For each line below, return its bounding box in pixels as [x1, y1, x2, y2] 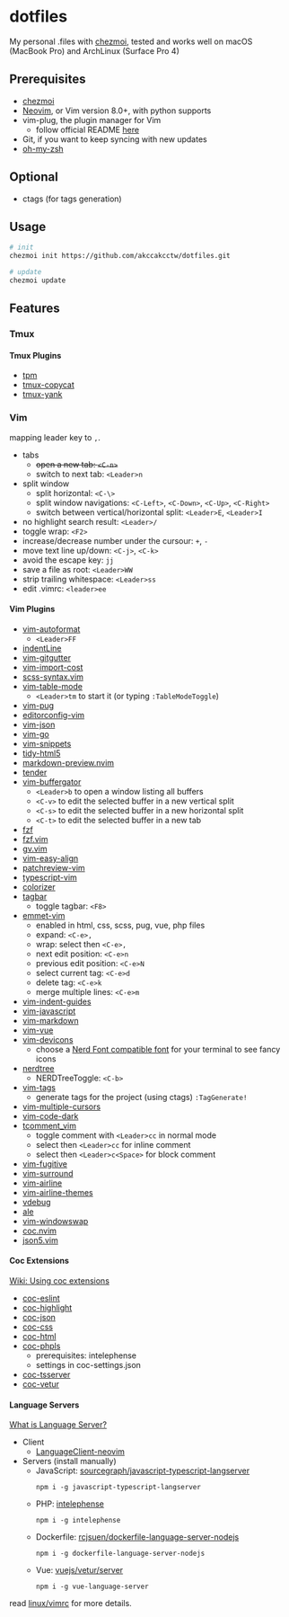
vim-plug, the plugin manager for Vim [22, 114, 162, 125]
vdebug [22, 1196, 51, 1207]
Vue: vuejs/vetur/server [35, 1565, 124, 1576]
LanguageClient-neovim [35, 1446, 126, 1457]
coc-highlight [22, 1302, 73, 1313]
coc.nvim [22, 1225, 57, 1236]
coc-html [22, 1331, 57, 1342]
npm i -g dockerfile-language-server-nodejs [35, 1549, 206, 1559]
